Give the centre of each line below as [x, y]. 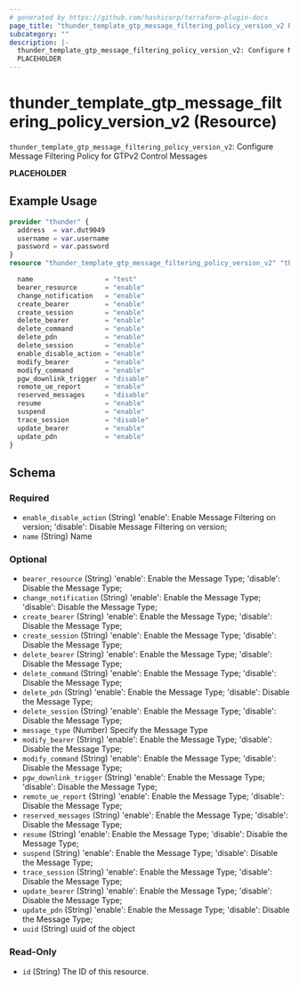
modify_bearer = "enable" [81, 362]
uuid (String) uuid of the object [78, 929]
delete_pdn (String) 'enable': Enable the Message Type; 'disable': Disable [156, 692]
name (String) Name [57, 536]
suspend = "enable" [81, 412]
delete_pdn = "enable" [81, 338]
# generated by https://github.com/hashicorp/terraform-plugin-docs [139, 17]
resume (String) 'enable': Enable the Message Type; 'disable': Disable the [155, 835]
